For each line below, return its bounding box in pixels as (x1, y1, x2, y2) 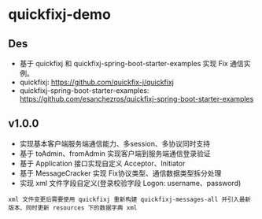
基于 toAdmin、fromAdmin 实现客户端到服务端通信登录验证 (19, 148, 211, 158)
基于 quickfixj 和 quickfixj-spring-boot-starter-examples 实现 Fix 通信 (19, 59, 244, 68)
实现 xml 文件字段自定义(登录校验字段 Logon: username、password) (19, 178, 242, 187)
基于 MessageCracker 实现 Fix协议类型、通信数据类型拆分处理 (19, 168, 222, 178)
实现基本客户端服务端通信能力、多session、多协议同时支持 (19, 139, 211, 148)
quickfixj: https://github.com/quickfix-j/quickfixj (19, 77, 175, 87)
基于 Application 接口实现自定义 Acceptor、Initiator (19, 158, 186, 168)
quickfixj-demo (8, 6, 112, 24)
